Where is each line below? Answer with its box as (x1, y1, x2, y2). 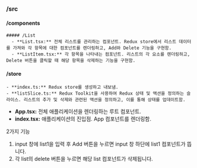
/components (6, 20, 40, 27)
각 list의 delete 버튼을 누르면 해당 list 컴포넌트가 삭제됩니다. (14, 156, 153, 163)
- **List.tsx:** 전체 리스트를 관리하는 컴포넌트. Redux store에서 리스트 (11, 39, 177, 45)
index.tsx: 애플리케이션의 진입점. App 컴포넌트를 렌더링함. (14, 115, 151, 122)
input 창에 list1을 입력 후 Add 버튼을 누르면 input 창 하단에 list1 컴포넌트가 (14, 141, 186, 148)
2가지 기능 (6, 128, 30, 135)
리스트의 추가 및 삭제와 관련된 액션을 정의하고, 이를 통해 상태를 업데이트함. (23, 97, 186, 103)
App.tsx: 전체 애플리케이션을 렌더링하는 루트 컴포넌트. (14, 108, 141, 115)
